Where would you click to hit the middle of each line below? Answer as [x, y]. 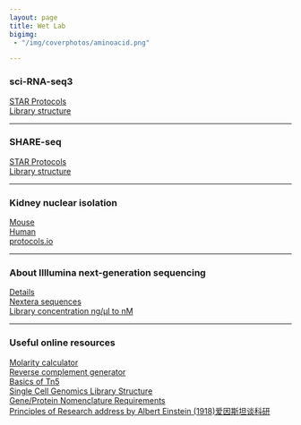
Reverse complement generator [68, 371]
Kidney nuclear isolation [64, 202]
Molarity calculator [44, 362]
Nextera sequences [46, 302]
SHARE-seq [35, 142]
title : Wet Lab [38, 26]
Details [22, 293]
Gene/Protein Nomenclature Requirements [87, 400]
